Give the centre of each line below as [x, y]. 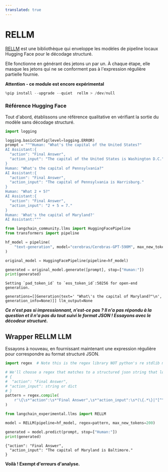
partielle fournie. [22, 74]
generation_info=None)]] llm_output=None [49, 301]
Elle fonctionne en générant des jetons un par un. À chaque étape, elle [78, 64]
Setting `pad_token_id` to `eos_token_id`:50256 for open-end [71, 284]
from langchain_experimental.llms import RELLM [56, 414]
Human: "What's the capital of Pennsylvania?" [54, 168]
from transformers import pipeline [42, 233]
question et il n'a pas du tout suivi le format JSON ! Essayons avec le [78, 316]
